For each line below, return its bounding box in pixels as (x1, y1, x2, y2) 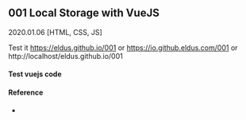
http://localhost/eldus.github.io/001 (8, 51, 123, 60)
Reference (8, 87, 44, 97)
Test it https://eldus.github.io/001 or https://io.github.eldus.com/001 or (8, 43, 238, 52)
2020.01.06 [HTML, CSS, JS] (8, 27, 103, 37)
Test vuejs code (8, 69, 62, 79)
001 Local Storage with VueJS (8, 6, 160, 20)
